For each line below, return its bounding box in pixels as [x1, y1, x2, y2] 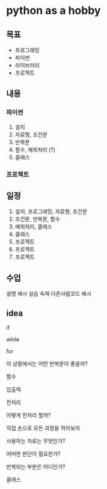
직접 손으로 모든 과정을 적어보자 [6, 425, 81, 432]
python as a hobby [6, 4, 101, 18]
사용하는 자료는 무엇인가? [6, 437, 66, 445]
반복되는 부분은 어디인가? [6, 463, 66, 470]
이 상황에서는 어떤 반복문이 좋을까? [6, 360, 88, 367]
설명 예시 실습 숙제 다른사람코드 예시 [6, 290, 91, 298]
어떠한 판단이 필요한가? [6, 450, 61, 457]
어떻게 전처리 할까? [6, 411, 51, 419]
